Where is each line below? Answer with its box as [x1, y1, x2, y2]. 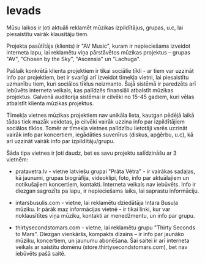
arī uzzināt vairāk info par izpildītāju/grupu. [6, 137, 115, 144]
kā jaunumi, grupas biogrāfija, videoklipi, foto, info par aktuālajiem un [15, 174, 190, 181]
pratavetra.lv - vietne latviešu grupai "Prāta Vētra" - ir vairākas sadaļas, [15, 168, 196, 175]
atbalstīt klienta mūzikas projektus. [6, 99, 94, 107]
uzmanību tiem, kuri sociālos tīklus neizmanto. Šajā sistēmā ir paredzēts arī [6, 80, 196, 87]
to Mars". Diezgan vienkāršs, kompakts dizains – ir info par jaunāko [15, 230, 185, 237]
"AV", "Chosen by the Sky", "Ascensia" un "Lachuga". [6, 55, 141, 62]
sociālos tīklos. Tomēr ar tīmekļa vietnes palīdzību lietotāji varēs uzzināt [6, 124, 188, 131]
